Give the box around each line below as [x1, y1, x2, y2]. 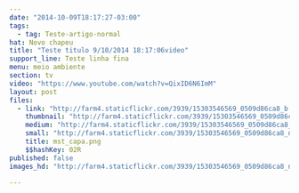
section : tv [9, 71, 53, 80]
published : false [9, 153, 74, 163]
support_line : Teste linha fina [9, 54, 129, 63]
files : [9, 95, 34, 105]
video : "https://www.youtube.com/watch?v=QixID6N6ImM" [9, 79, 217, 88]
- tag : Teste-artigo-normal [17, 29, 122, 38]
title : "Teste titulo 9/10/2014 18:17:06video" [9, 46, 190, 55]
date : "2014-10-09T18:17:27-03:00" [9, 12, 141, 22]
